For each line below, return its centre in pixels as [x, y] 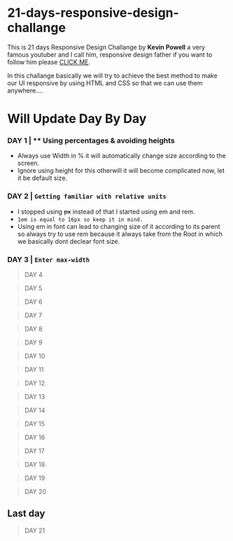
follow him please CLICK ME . [49, 62]
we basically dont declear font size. [69, 241]
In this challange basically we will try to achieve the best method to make [113, 76]
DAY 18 [35, 465]
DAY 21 [35, 531]
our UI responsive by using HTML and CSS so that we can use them [105, 83]
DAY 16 [35, 437]
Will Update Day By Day [77, 119]
